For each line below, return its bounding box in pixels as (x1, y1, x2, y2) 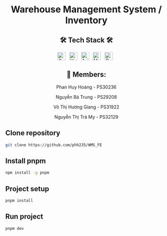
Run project (5, 212, 44, 221)
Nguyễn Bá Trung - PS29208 (55, 94, 117, 100)
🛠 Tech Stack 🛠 (60, 35, 113, 44)
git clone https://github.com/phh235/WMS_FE (5, 142, 102, 148)
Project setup (5, 184, 50, 193)
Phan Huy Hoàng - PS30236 (56, 84, 117, 90)
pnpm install (5, 198, 33, 203)
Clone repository (5, 129, 61, 137)
